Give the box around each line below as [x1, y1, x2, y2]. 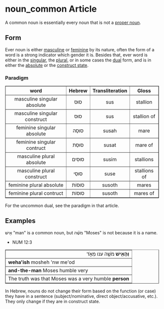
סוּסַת [72, 142, 84, 148]
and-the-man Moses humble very [8, 267, 88, 274]
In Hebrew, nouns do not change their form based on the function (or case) [5, 288, 156, 294]
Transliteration [92, 87, 128, 94]
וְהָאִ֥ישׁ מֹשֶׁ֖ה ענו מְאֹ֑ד [86, 250, 129, 257]
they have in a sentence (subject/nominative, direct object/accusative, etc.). [5, 293, 158, 299]
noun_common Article [5, 3, 97, 15]
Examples [5, 217, 36, 225]
